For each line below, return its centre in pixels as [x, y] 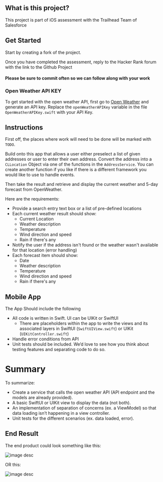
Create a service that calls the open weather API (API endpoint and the [83, 392]
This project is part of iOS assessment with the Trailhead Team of [71, 20]
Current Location [36, 219]
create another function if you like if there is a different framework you [76, 170]
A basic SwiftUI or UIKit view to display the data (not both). [71, 403]
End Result [22, 434]
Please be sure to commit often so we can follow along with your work [78, 78]
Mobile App [23, 297]
